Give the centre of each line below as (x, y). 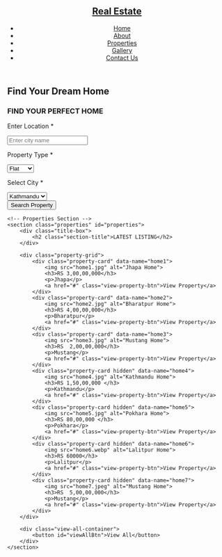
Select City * (25, 183)
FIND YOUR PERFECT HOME (55, 111)
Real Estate (117, 11)
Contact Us (122, 58)
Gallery (122, 50)
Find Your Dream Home (58, 91)
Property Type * (30, 155)
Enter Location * (31, 126)
